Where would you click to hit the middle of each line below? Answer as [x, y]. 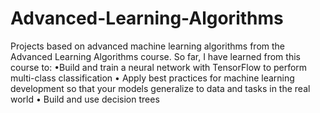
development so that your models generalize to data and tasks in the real [160, 88]
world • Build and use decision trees [85, 99]
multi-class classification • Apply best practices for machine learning [152, 78]
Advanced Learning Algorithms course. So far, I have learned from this [155, 56]
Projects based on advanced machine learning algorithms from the [148, 46]
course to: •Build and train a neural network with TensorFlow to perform [159, 67]
